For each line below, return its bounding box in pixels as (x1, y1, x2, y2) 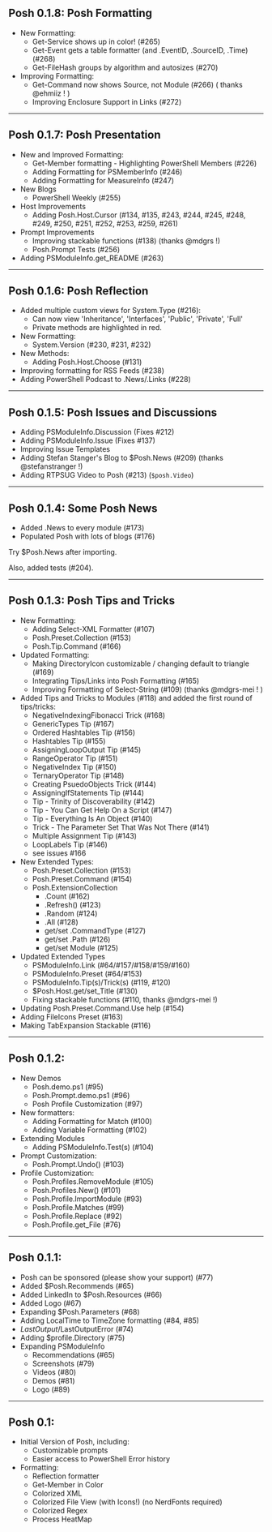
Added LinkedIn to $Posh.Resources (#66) (19, 1290, 163, 1299)
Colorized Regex (32, 1506, 88, 1516)
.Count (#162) (44, 891, 91, 901)
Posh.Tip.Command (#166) (32, 641, 121, 651)
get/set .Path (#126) (44, 934, 111, 944)
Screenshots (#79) (32, 1358, 95, 1368)
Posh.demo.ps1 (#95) (32, 1082, 104, 1092)
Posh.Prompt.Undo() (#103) (32, 1159, 125, 1169)
